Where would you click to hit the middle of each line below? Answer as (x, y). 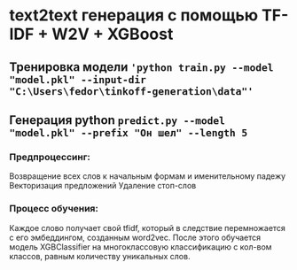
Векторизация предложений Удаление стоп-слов (103, 186)
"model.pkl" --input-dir (78, 79)
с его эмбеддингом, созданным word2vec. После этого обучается (135, 237)
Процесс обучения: (54, 209)
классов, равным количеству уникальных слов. (100, 256)
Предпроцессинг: (50, 157)
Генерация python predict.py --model (117, 120)
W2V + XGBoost (113, 34)
